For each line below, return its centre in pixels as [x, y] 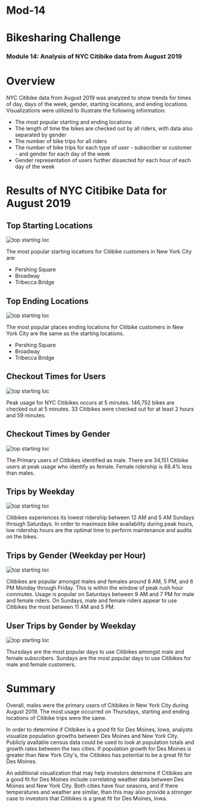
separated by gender [41, 135]
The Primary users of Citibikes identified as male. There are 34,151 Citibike [97, 460]
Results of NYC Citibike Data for [87, 191]
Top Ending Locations [47, 301]
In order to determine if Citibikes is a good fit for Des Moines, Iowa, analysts [99, 730]
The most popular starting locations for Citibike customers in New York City [99, 251]
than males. [21, 473]
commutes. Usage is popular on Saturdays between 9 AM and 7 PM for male [100, 594]
